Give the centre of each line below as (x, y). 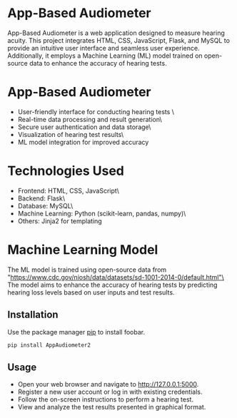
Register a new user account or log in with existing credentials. (110, 392)
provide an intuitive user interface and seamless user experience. (104, 48)
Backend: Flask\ (41, 198)
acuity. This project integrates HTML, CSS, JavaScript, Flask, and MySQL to (119, 40)
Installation (33, 315)
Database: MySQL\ (45, 205)
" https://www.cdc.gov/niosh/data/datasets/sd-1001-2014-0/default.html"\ (116, 277)
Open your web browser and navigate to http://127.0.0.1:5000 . (108, 384)
